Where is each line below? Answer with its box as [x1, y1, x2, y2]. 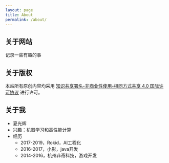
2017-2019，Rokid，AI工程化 [20, 139, 81, 146]
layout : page [5, 7, 33, 13]
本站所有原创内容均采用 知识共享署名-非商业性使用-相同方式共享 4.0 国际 [5, 83, 159, 89]
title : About [5, 12, 33, 17]
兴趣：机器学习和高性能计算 [12, 127, 72, 133]
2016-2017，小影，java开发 [20, 146, 78, 152]
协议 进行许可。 [9, 89, 43, 95]
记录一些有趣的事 [5, 52, 41, 58]
